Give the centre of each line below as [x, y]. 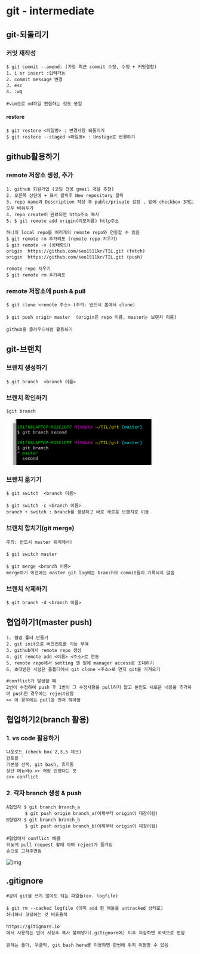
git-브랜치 [24, 350]
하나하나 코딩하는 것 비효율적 [37, 915]
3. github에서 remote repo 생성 [44, 650]
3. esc [14, 85]
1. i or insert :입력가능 [36, 73]
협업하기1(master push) [49, 622]
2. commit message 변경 [34, 79]
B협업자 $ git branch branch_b [43, 820]
